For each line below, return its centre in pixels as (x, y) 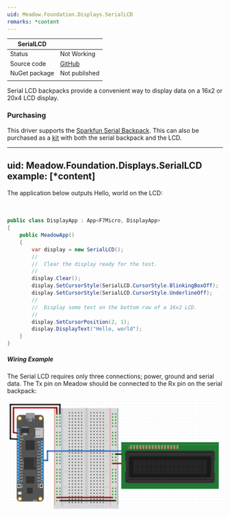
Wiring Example (30, 359)
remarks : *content (33, 22)
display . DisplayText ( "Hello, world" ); (87, 329)
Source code (28, 63)
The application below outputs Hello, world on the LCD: (85, 193)
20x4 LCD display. (33, 98)
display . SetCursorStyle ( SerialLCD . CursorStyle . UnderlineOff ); (122, 293)
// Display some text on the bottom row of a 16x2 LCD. (114, 307)
